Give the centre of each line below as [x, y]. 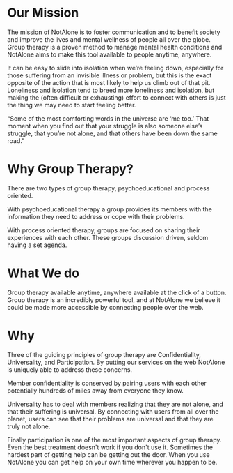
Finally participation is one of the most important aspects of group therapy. [114, 440]
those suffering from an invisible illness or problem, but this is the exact [110, 75]
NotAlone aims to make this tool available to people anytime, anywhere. [110, 54]
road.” [16, 140]
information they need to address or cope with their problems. [96, 216]
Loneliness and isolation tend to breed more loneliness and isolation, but [111, 90]
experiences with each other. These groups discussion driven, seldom [108, 237]
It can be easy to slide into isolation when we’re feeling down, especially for [115, 68]
